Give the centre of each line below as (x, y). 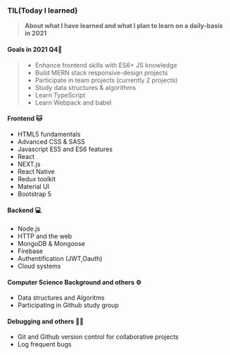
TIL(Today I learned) (43, 11)
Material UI (33, 186)
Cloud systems (39, 266)
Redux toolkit (37, 179)
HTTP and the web (45, 236)
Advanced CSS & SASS (51, 141)
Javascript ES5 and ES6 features (65, 149)
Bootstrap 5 (34, 194)
